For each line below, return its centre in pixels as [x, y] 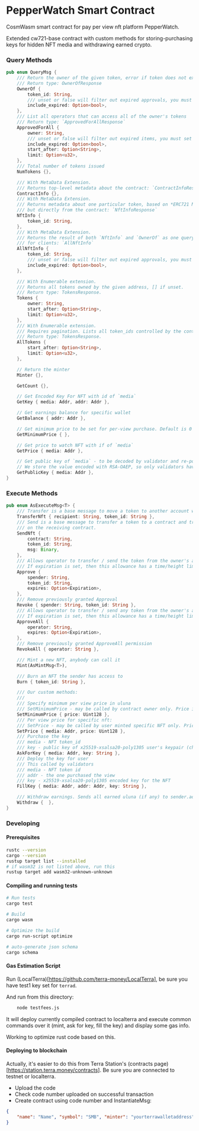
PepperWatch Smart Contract [81, 10]
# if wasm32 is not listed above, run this [61, 867]
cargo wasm [20, 920]
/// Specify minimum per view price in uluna [74, 704]
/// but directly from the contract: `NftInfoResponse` [87, 210]
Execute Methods [32, 493]
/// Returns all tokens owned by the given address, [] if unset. [100, 287]
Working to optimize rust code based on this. [61, 1037]
